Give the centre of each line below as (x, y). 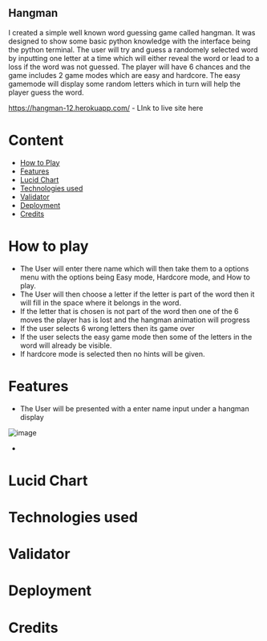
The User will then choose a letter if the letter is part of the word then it (137, 294)
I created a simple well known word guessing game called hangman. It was (132, 32)
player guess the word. (46, 92)
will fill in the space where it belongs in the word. (101, 302)
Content (36, 141)
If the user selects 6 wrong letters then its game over (107, 328)
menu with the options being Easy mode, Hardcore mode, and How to (135, 277)
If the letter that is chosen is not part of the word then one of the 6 (129, 311)
